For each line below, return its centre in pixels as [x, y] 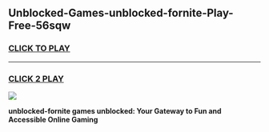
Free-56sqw [40, 26]
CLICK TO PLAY [39, 49]
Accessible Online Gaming [53, 119]
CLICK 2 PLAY [36, 78]
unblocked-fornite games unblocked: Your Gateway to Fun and [115, 110]
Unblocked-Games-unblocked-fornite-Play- [121, 13]
